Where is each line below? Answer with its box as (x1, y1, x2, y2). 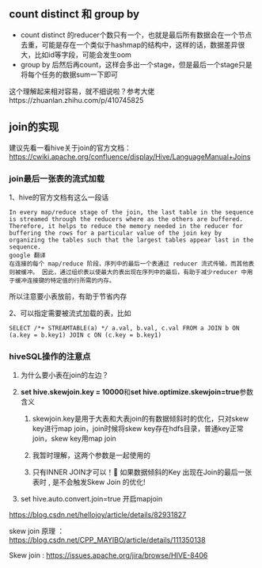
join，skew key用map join (32, 434, 117, 444)
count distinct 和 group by (9, 7, 140, 21)
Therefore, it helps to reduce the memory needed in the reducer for (9, 222, 244, 230)
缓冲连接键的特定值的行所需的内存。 (14, 276, 116, 284)
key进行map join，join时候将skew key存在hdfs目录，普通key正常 (32, 424, 244, 433)
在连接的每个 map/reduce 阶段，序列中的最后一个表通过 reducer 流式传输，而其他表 (9, 260, 255, 268)
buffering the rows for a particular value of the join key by (9, 229, 222, 237)
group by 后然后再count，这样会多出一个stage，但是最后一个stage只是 (20, 59, 253, 69)
